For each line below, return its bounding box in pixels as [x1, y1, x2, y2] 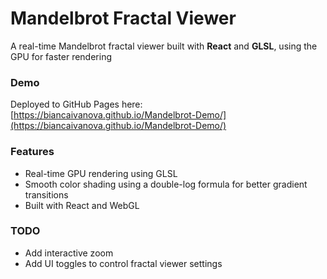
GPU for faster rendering [10, 50, 113, 62]
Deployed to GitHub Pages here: [10, 98, 143, 111]
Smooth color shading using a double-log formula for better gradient [24, 178, 308, 190]
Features [10, 145, 55, 159]
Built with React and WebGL [24, 199, 140, 211]
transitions [24, 188, 69, 201]
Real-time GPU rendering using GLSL [24, 167, 178, 179]
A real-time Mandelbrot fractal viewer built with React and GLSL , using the [10, 40, 318, 52]
